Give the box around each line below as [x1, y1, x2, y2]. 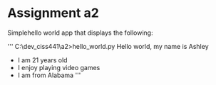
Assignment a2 [7, 5, 100, 21]
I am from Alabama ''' [17, 71, 81, 79]
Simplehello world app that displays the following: [7, 28, 153, 37]
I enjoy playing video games [17, 63, 101, 72]
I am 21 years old [17, 55, 68, 64]
